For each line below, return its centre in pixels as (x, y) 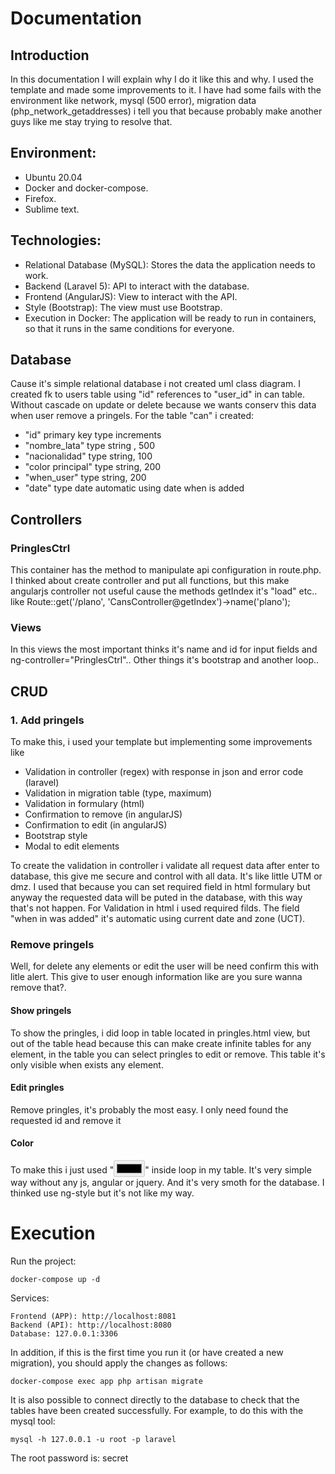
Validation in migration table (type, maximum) (118, 793)
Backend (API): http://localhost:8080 (91, 1325)
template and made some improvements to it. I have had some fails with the (166, 90)
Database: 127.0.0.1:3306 (64, 1333)
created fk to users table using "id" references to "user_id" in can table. (157, 394)
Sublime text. (52, 209)
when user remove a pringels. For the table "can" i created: (132, 416)
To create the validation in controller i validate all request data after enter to (165, 866)
